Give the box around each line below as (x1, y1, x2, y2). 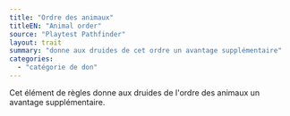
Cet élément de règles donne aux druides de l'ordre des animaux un (9, 87, 260, 98)
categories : (9, 54, 54, 63)
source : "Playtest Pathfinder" (9, 29, 126, 38)
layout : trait (9, 37, 63, 47)
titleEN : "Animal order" (9, 21, 102, 30)
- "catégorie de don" (17, 63, 98, 72)
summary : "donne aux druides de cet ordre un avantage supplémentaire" (9, 46, 282, 55)
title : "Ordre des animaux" (9, 12, 115, 22)
